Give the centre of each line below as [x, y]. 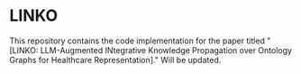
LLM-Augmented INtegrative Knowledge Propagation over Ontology [166, 50]
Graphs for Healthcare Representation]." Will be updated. [115, 60]
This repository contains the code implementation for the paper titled [137, 41]
